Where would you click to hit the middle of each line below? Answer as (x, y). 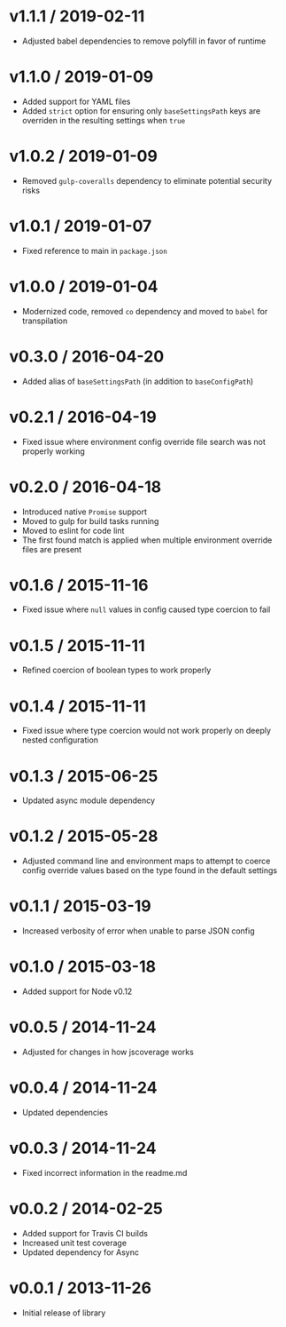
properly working (54, 451)
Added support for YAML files (76, 101)
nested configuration (60, 740)
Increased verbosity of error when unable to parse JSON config (138, 931)
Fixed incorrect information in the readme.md (104, 1172)
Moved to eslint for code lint (73, 530)
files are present (52, 549)
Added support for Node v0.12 (77, 991)
